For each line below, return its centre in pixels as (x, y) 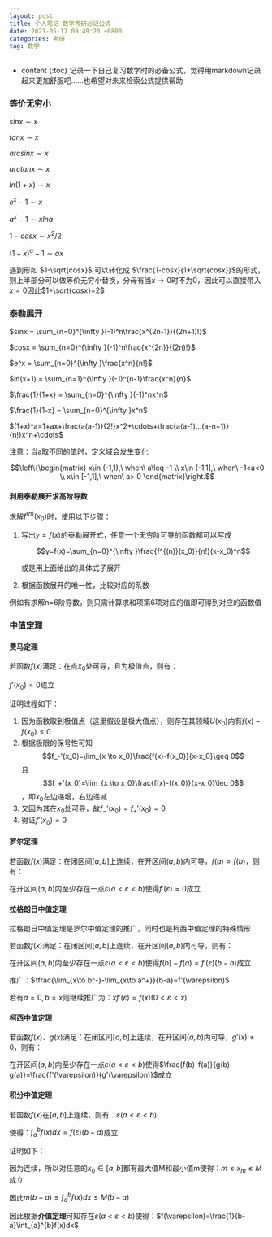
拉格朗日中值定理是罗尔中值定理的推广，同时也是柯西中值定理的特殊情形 (130, 929)
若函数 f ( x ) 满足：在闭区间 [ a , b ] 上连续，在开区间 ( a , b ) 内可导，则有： (121, 946)
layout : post (31, 16)
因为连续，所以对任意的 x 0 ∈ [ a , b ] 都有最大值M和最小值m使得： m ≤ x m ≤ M (136, 1169)
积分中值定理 (30, 1095)
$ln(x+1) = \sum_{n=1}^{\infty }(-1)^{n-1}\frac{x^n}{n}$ (100, 379)
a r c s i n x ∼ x (29, 153)
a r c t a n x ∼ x (30, 169)
